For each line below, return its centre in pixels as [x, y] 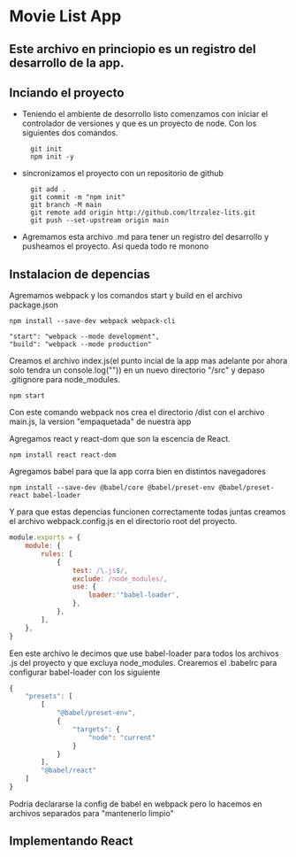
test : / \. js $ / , [100, 570]
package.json [34, 305]
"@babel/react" [69, 771]
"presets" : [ [49, 697]
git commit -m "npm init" [78, 197]
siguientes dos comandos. [70, 133]
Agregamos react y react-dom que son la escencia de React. [120, 439]
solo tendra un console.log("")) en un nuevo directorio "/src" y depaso [137, 370]
